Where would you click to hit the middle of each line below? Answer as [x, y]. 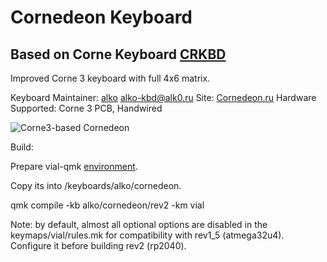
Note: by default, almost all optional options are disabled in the [139, 224]
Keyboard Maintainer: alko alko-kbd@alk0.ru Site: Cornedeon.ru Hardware [163, 97]
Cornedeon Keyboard [101, 17]
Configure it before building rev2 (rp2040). [98, 245]
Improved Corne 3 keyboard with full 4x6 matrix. [110, 78]
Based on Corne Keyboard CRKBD [118, 54]
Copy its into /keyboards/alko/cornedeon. [96, 185]
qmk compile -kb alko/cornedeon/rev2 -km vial [107, 205]
